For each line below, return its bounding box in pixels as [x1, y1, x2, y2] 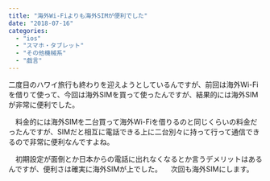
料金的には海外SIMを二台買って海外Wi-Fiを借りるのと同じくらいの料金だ [15, 117, 258, 126]
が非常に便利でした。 [8, 100, 79, 109]
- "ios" [15, 34, 42, 43]
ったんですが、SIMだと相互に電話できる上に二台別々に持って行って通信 [8, 126, 246, 137]
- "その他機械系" [15, 49, 67, 57]
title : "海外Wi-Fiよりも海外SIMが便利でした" [8, 11, 148, 20]
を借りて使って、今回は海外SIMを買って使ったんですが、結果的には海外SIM [8, 89, 259, 99]
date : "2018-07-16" [8, 19, 74, 27]
